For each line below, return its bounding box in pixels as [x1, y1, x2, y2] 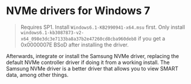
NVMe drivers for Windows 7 [6, 4, 150, 18]
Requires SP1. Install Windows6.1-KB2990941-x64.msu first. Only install [20, 23, 185, 31]
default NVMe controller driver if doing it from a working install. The [6, 59, 170, 66]
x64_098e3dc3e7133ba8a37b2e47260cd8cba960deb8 [20, 36, 137, 42]
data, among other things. [6, 71, 69, 78]
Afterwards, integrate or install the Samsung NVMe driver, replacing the [6, 52, 179, 59]
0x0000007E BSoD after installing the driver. [20, 41, 129, 48]
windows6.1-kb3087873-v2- [20, 29, 84, 36]
